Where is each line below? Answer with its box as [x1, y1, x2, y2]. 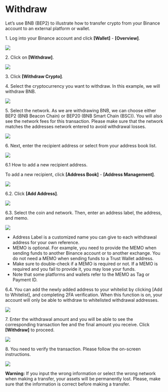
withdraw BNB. [5, 88, 36, 94]
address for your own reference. [12, 239, 80, 245]
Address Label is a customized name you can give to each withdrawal [12, 234, 157, 240]
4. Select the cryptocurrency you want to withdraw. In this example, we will [5, 83, 160, 89]
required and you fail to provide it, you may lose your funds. [12, 266, 136, 272]
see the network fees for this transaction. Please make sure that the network [5, 118, 163, 124]
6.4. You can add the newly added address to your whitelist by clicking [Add [5, 286, 162, 292]
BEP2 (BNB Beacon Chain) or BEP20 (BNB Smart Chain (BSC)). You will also [5, 113, 162, 119]
